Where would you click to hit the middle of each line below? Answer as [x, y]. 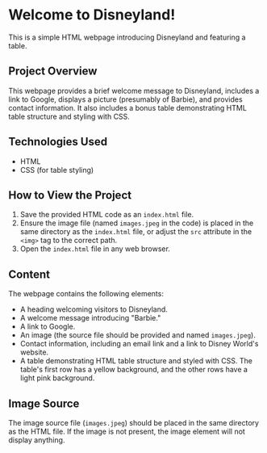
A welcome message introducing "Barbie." [90, 318]
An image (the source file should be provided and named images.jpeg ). [138, 335]
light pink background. [57, 378]
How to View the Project [70, 195]
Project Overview [53, 71]
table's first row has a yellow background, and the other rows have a [134, 370]
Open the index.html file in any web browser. [95, 249]
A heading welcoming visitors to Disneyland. [94, 309]
